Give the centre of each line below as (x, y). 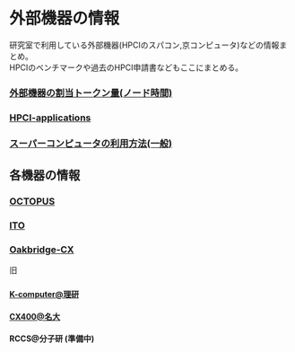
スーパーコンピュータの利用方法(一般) (91, 143)
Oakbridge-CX (42, 250)
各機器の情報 (45, 176)
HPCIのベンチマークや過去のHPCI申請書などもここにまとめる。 (126, 67)
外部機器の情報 (65, 18)
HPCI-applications (50, 118)
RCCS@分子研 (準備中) (52, 339)
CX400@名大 (35, 316)
